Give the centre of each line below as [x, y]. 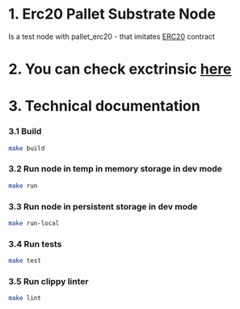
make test [25, 261]
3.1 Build [25, 132]
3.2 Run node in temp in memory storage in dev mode [115, 169]
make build [27, 148]
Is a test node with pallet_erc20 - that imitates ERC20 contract [112, 36]
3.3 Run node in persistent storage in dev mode [103, 206]
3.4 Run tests [35, 243]
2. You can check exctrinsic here [120, 69]
